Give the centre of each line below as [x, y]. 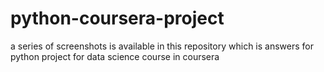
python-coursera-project [117, 18]
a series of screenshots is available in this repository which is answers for [162, 46]
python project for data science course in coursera [115, 56]
